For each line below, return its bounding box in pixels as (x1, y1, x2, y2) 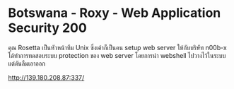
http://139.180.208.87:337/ (8, 73, 85, 82)
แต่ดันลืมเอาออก (8, 59, 45, 68)
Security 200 (8, 20, 87, 36)
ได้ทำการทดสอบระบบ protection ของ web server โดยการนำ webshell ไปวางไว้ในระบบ (8, 51, 226, 59)
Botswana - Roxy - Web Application (8, 5, 221, 21)
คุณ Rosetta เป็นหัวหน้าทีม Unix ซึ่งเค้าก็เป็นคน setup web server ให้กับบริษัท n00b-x (8, 43, 227, 52)
